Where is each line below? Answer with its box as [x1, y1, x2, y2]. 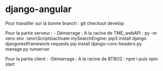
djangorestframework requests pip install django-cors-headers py [5, 40, 142, 46]
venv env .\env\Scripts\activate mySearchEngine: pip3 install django [5, 35, 147, 41]
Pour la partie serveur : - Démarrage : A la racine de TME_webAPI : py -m [5, 30, 157, 36]
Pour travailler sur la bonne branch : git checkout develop [5, 20, 124, 26]
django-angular [5, 4, 72, 15]
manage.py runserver [5, 46, 50, 52]
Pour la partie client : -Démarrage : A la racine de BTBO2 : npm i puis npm [5, 55, 158, 61]
